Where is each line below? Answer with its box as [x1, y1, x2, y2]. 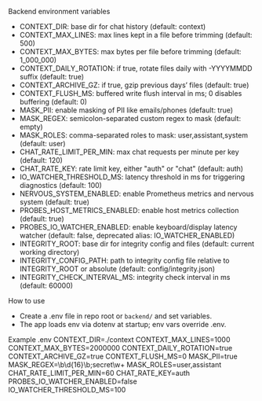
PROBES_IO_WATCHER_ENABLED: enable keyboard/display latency [19, 223, 238, 231]
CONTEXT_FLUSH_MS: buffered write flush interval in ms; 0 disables [19, 89, 242, 97]
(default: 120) [19, 156, 63, 164]
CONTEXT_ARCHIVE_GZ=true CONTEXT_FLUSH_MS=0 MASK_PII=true [8, 351, 238, 361]
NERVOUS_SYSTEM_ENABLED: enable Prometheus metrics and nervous [19, 189, 254, 198]
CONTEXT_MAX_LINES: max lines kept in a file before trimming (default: [19, 31, 253, 39]
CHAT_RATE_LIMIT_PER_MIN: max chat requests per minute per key [19, 147, 239, 156]
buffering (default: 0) [19, 97, 88, 106]
